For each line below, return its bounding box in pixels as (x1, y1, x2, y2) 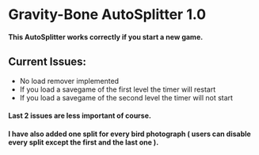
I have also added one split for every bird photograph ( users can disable (8, 129, 251, 138)
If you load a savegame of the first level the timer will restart (19, 85, 216, 94)
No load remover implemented (19, 76, 120, 85)
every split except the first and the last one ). (8, 137, 159, 147)
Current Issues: (8, 55, 87, 69)
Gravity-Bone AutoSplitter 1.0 (8, 6, 207, 24)
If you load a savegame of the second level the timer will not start (19, 93, 234, 102)
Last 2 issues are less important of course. (8, 111, 152, 120)
